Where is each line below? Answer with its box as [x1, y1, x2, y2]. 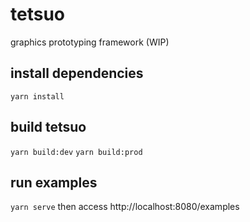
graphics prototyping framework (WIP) [10, 36, 170, 48]
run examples [10, 174, 98, 191]
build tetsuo [10, 119, 87, 136]
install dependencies [10, 65, 144, 82]
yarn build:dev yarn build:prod [10, 147, 143, 157]
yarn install [10, 91, 65, 102]
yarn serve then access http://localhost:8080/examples [10, 201, 240, 213]
